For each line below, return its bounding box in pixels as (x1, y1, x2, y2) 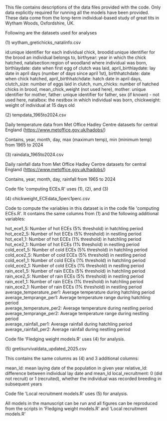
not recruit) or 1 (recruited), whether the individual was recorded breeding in (5, 376, 162, 382)
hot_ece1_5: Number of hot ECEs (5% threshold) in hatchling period (5, 226, 144, 231)
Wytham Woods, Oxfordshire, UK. (5, 20, 75, 26)
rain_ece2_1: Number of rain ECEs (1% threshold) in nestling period (5, 284, 142, 290)
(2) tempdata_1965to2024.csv (5, 112, 66, 118)
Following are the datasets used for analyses (5, 30, 97, 35)
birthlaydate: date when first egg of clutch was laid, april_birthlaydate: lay (5, 65, 156, 71)
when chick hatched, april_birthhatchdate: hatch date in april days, (5, 76, 142, 81)
